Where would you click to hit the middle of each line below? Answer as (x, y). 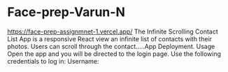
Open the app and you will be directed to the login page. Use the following (114, 54)
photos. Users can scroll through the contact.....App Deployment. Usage (111, 46)
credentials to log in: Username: (53, 61)
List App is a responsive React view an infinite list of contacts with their (109, 38)
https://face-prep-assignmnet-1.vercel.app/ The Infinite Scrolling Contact (113, 31)
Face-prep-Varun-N (66, 12)
